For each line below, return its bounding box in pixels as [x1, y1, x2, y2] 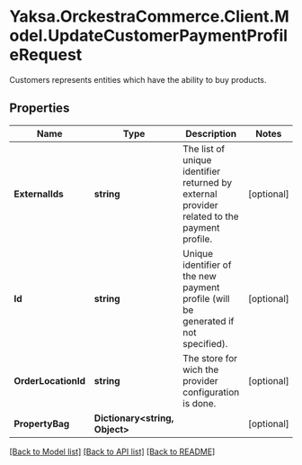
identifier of [182, 259, 232, 271]
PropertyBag [13, 417, 70, 430]
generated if [182, 315, 235, 327]
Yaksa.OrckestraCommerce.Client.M [9, 6, 289, 27]
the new [182, 269, 218, 282]
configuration [182, 386, 240, 398]
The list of [182, 142, 226, 155]
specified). [182, 337, 228, 350]
